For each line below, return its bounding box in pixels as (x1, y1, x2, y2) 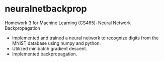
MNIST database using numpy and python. (12, 40, 101, 46)
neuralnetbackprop (5, 3, 87, 15)
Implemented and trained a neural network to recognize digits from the (12, 35, 159, 41)
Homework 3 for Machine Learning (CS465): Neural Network (5, 20, 131, 26)
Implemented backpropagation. (12, 51, 77, 57)
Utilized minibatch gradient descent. (12, 45, 88, 51)
